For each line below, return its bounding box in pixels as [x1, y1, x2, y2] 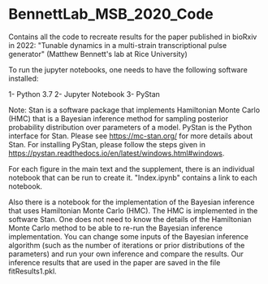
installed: [8, 73, 39, 83]
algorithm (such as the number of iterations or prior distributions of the [8, 240, 245, 250]
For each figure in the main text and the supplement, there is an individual [8, 164, 255, 173]
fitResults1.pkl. [8, 266, 57, 276]
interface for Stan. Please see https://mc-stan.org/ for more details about [8, 131, 253, 141]
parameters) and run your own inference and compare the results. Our [8, 249, 244, 259]
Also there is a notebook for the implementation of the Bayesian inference [8, 197, 255, 207]
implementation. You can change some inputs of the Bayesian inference [8, 231, 249, 241]
